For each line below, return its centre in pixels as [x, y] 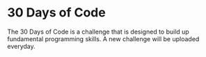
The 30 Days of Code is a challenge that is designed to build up [98, 32]
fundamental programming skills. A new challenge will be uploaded [103, 38]
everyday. [22, 46]
